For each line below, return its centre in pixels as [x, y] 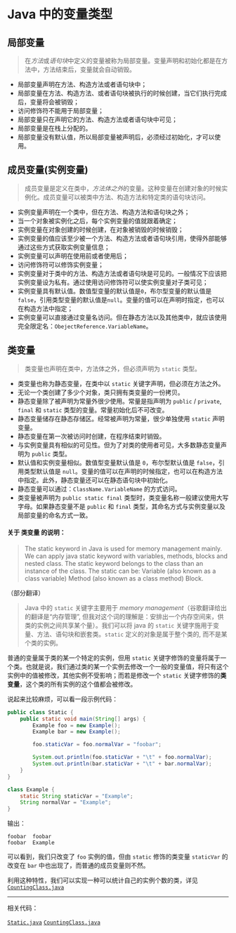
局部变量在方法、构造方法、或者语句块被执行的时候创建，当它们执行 [116, 93]
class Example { [31, 789]
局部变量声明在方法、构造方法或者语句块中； [82, 84]
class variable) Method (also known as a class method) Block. [114, 578]
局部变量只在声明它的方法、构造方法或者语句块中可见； [97, 119]
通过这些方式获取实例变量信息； [64, 247]
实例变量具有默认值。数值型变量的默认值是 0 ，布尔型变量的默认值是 [114, 291]
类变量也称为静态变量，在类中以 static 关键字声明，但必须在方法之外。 [121, 383]
